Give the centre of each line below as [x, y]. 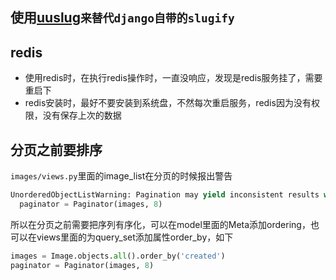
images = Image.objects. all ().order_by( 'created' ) [118, 256]
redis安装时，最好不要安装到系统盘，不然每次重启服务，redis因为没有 [168, 103]
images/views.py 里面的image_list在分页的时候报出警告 [121, 176]
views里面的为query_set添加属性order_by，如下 [135, 237]
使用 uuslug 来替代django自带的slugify [122, 18]
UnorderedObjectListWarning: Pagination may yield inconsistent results [165, 195]
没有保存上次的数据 [82, 115]
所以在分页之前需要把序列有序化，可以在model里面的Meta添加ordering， [160, 224]
